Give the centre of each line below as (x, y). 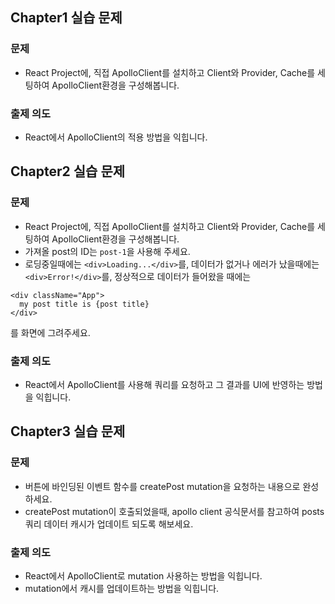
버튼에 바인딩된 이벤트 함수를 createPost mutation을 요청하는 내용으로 (162, 486)
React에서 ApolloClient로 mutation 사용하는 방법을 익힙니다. (143, 575)
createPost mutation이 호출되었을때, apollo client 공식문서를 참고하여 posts (174, 511)
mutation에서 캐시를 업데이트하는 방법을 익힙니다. (122, 588)
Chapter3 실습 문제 (68, 431)
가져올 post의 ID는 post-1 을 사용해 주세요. (107, 251)
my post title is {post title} (84, 304)
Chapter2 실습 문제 (68, 171)
